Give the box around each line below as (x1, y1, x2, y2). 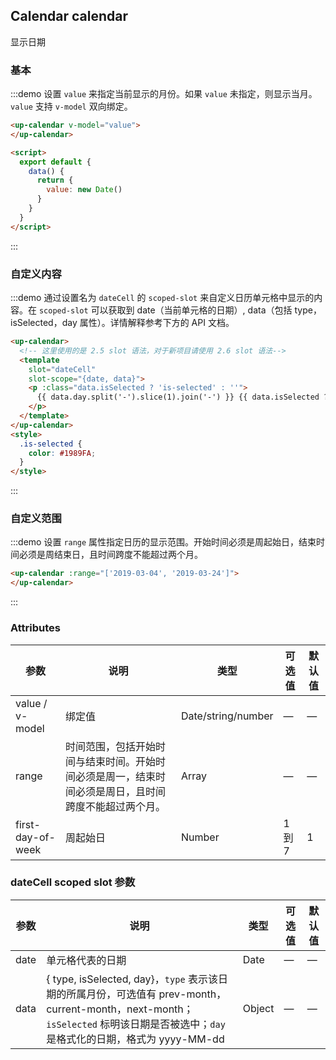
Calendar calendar (10, 8, 128, 25)
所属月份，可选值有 (66, 987, 157, 1001)
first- (15, 817, 41, 831)
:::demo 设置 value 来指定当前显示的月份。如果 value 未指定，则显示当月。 (10, 88, 318, 100)
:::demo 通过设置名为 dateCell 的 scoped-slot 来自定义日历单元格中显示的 (10, 292, 315, 304)
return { (36, 175, 74, 186)
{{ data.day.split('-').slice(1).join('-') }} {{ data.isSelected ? (36, 392, 329, 403)
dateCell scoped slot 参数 (10, 875, 136, 889)
